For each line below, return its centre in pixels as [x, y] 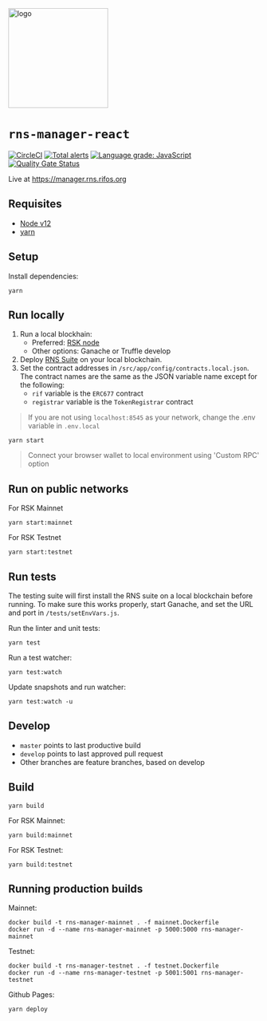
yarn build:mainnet [41, 835]
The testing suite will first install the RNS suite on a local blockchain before [131, 596]
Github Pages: [31, 995]
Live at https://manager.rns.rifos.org [67, 179]
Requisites [35, 204]
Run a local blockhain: [56, 334]
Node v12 [35, 223]
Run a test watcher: [40, 658]
